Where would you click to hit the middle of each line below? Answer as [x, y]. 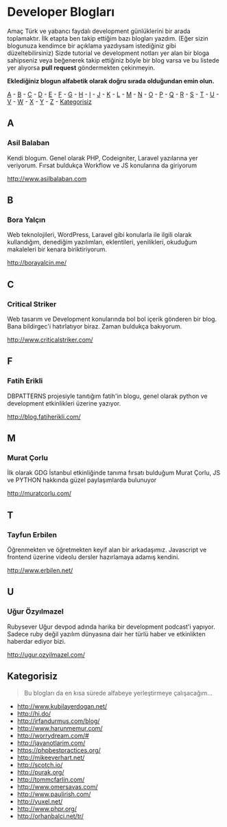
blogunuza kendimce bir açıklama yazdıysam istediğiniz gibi [92, 45]
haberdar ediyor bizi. [36, 641]
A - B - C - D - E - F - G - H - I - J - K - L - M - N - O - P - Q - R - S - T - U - [113, 94]
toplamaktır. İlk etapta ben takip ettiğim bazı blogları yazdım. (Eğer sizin [108, 38]
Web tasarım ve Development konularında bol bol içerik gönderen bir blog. [112, 319]
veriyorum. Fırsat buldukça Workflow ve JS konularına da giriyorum [102, 165]
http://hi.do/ [34, 713]
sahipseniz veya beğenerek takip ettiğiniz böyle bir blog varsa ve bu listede [113, 60]
